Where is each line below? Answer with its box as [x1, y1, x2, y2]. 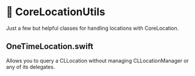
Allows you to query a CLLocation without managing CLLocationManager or [6, 57, 189, 64]
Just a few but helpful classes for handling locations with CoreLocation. [6, 25, 179, 32]
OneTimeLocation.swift [6, 42, 94, 51]
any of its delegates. [6, 63, 56, 70]
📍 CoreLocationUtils [6, 5, 105, 19]
